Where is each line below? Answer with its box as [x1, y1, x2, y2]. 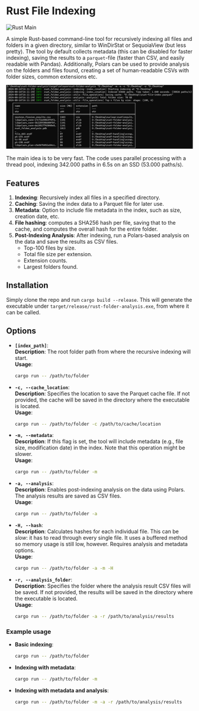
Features [6, 178, 40, 188]
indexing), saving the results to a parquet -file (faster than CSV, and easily [6, 54, 185, 61]
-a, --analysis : [14, 480, 54, 487]
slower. [14, 451, 33, 458]
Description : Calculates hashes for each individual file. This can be [14, 528, 179, 535]
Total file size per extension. [23, 251, 93, 258]
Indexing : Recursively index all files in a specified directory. [14, 194, 161, 201]
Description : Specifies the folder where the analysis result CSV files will [14, 582, 191, 589]
